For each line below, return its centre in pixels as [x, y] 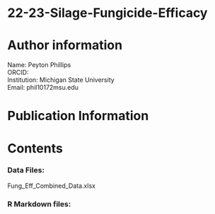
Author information [65, 46]
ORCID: [18, 73]
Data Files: [26, 170]
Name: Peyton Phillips [39, 65]
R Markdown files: [39, 204]
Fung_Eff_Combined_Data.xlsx [51, 186]
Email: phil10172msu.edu [43, 88]
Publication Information [78, 116]
